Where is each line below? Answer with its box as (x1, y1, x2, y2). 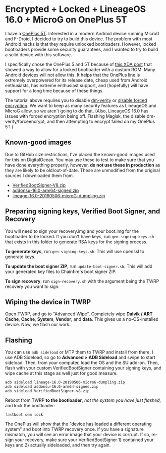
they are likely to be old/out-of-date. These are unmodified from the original (5, 167, 160, 173)
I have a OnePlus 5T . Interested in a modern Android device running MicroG (5, 30, 160, 36)
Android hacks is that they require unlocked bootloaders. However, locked (5, 41, 157, 47)
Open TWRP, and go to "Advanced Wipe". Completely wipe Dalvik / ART (5, 311, 153, 317)
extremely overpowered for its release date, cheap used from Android (5, 77, 148, 83)
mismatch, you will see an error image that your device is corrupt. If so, (5, 432, 151, 438)
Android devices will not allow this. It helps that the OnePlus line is (5, 72, 140, 78)
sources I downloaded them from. (5, 173, 74, 179)
